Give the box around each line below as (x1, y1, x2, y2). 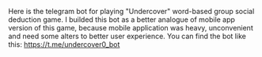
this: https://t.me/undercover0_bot (8, 40, 120, 49)
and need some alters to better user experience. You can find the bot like (8, 31, 247, 41)
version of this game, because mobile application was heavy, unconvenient (8, 23, 253, 32)
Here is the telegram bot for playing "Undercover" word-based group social (8, 7, 255, 16)
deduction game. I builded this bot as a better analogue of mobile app (8, 15, 236, 24)
